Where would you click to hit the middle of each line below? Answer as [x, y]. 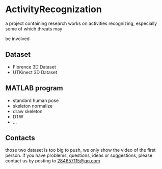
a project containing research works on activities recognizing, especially [81, 23]
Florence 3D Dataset [34, 66]
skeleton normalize [33, 106]
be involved [17, 39]
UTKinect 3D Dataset [35, 72]
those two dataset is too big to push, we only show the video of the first [80, 150]
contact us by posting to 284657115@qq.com [53, 161]
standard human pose [36, 100]
